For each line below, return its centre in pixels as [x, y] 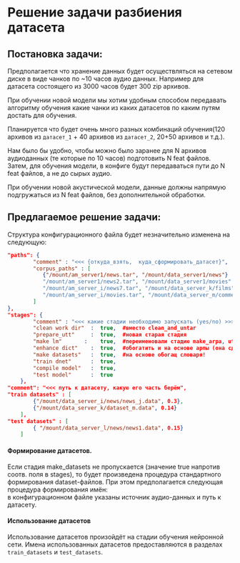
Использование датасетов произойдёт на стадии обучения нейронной [115, 537]
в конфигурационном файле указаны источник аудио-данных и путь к [114, 497]
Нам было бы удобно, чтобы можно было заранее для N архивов [107, 150]
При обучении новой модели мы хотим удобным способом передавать [117, 100]
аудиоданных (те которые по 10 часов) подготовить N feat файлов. [109, 158]
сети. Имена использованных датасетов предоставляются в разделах [115, 544]
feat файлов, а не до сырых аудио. [60, 173]
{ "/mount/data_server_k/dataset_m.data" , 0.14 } [105, 408]
